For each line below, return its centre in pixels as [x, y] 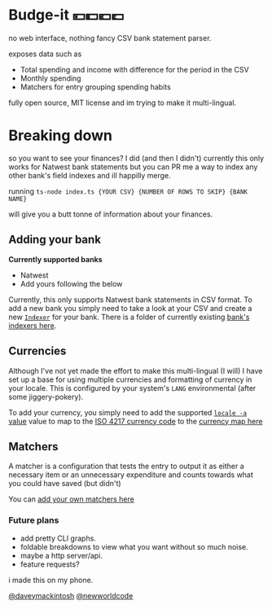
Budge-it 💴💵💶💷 [66, 15]
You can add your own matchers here [71, 499]
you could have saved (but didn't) [65, 484]
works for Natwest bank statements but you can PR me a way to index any [133, 166]
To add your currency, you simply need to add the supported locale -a [127, 412]
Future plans [34, 520]
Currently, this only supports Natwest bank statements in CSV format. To [130, 300]
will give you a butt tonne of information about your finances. [111, 214]
